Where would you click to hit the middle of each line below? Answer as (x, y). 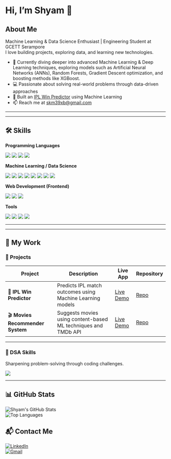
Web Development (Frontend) (37, 186)
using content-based (82, 319)
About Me (21, 29)
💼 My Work (23, 243)
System (17, 330)
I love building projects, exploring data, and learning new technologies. (79, 52)
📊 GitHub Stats (30, 395)
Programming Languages (33, 145)
